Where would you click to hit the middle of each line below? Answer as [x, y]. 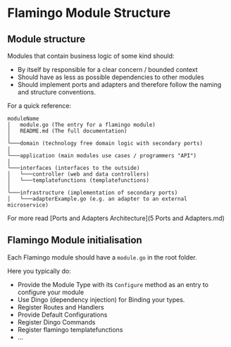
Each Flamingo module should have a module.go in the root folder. [102, 257]
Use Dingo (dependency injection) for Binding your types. [101, 299]
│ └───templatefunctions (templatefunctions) [79, 181]
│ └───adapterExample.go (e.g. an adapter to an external [98, 199]
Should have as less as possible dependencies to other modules [111, 77]
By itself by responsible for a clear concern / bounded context [108, 69]
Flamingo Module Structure [89, 13]
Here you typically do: [39, 271]
